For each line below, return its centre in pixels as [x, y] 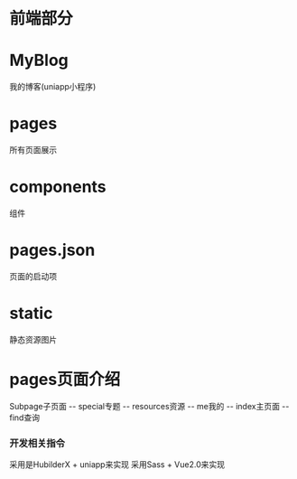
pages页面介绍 [65, 380]
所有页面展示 [33, 150]
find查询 [25, 418]
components [58, 187]
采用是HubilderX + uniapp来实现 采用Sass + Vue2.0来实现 [117, 465]
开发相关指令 [37, 443]
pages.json [52, 250]
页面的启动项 [33, 276]
